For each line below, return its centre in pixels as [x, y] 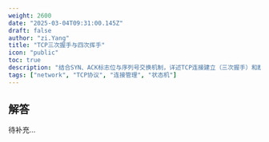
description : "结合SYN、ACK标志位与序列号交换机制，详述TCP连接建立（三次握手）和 [133, 68]
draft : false [30, 30]
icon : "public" [34, 53]
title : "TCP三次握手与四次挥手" [57, 45]
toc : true [25, 61]
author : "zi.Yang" [39, 38]
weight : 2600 [30, 16]
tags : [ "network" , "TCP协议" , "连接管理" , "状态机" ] [93, 75]
